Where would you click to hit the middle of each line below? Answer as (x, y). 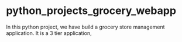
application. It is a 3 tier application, (49, 33)
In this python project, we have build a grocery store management (85, 27)
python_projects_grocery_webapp (91, 11)
